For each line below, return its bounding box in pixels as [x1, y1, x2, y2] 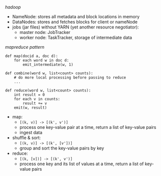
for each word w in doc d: [14, 58, 69, 63]
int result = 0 [14, 92, 45, 97]
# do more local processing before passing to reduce [14, 75, 126, 80]
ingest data [19, 130, 43, 135]
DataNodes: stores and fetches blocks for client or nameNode [12, 19, 138, 25]
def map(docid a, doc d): [5, 54, 58, 59]
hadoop [5, 4, 21, 10]
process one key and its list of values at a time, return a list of [19, 161, 144, 167]
